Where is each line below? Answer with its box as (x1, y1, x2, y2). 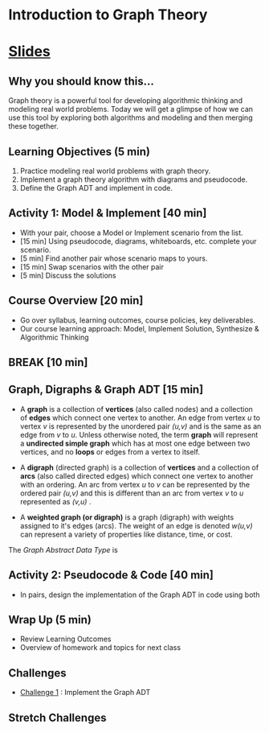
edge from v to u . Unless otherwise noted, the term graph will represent (19, 430, 259, 439)
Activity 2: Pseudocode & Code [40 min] (8, 569, 214, 582)
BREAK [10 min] (8, 356, 88, 369)
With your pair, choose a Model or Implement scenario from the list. (19, 228, 243, 237)
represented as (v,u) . (19, 496, 92, 506)
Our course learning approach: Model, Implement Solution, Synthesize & (19, 323, 259, 333)
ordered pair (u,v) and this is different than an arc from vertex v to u (19, 488, 244, 498)
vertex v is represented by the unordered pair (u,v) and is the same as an (19, 421, 262, 431)
